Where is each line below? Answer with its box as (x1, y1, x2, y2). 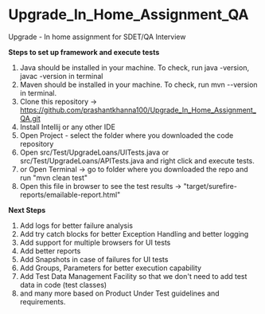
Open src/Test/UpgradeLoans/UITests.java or (19, 147, 170, 157)
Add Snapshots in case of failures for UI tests (19, 254, 169, 264)
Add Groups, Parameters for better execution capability (19, 263, 201, 273)
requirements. (19, 296, 66, 306)
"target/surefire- (183, 181, 237, 190)
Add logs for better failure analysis (19, 221, 134, 230)
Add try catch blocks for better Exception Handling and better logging (19, 229, 249, 238)
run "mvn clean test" (19, 173, 88, 183)
